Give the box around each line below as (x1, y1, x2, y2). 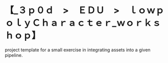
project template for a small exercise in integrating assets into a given (5, 46, 151, 53)
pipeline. (5, 52, 23, 58)
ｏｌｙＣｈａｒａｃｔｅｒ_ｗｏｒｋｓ (5, 17, 161, 29)
